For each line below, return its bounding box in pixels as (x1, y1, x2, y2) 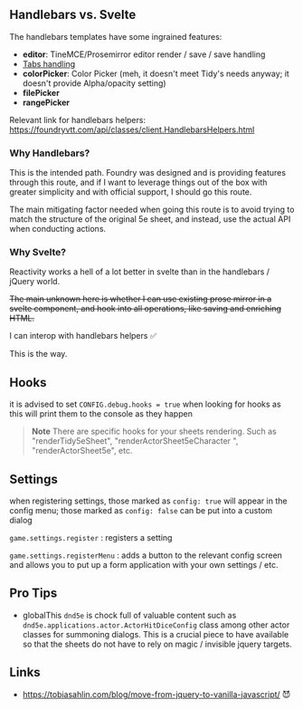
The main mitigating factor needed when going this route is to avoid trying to (9, 204, 295, 216)
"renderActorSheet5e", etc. (31, 446, 133, 456)
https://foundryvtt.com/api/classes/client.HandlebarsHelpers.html (9, 124, 255, 135)
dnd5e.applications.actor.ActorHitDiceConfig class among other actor (22, 619, 290, 630)
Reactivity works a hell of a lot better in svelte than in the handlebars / (9, 266, 270, 277)
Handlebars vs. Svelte (9, 7, 137, 23)
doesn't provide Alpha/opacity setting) (22, 77, 166, 89)
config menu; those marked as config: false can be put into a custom (9, 505, 273, 516)
